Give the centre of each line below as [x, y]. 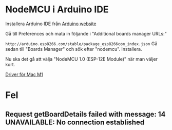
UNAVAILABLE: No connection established [75, 122]
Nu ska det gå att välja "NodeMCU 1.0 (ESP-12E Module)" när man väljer [82, 59]
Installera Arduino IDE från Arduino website [51, 24]
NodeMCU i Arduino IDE [57, 10]
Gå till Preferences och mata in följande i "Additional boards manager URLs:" [86, 33]
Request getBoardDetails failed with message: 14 [85, 114]
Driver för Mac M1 [24, 74]
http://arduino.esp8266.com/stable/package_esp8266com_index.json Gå [81, 43]
